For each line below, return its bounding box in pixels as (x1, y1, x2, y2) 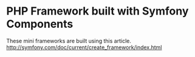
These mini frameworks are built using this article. (6, 37, 132, 44)
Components (6, 17, 74, 31)
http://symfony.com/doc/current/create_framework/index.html (6, 44, 162, 51)
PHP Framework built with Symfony (6, 4, 189, 18)
